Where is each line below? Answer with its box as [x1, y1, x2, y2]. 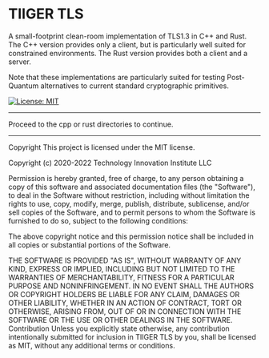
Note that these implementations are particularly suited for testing [8, 72, 226, 82]
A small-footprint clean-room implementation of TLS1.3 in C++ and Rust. [8, 31, 247, 41]
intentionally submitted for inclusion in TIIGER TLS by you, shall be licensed [8, 332, 256, 341]
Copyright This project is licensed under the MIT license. [8, 142, 195, 152]
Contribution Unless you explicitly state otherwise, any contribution [8, 324, 230, 333]
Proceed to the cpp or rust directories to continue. [8, 119, 174, 129]
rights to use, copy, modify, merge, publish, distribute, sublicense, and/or [8, 199, 250, 208]
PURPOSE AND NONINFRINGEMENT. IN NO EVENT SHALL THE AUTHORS [8, 281, 255, 291]
